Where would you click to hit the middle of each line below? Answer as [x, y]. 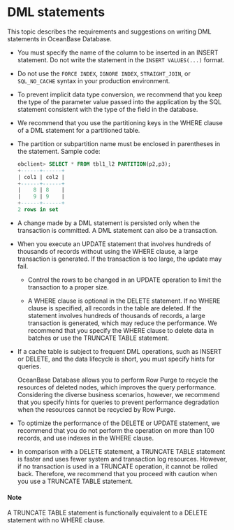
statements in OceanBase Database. [59, 38]
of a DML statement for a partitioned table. [79, 130]
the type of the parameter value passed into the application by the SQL [119, 101]
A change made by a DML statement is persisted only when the [109, 223]
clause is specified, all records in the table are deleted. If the [115, 308]
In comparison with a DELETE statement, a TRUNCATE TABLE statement [121, 451]
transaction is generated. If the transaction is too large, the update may [119, 259]
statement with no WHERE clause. [56, 520]
